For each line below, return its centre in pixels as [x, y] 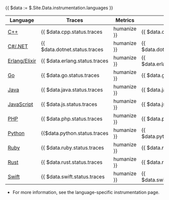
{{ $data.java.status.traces [72, 90]
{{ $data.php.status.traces [72, 119]
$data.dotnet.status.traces [72, 49]
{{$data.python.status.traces [75, 133]
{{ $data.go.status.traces [70, 75]
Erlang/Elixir [22, 61]
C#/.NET [18, 46]
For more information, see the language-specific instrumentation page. [86, 192]
